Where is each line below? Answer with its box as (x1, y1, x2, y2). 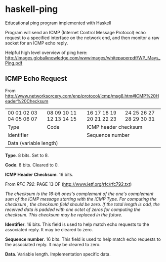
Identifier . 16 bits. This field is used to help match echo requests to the (5, 221, 149, 227)
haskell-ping (5, 3, 58, 15)
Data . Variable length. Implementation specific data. (5, 251, 111, 257)
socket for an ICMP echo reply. (5, 40, 68, 46)
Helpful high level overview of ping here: (5, 50, 88, 55)
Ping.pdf (5, 60, 23, 66)
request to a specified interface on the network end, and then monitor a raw (5, 35, 160, 41)
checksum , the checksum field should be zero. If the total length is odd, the (5, 201, 160, 207)
